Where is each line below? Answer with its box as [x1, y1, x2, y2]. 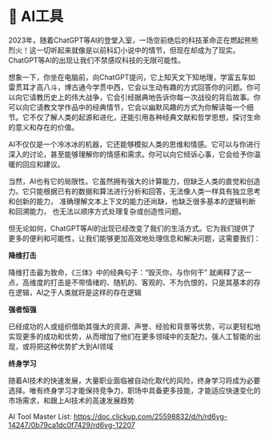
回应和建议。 [22, 159, 65, 169]
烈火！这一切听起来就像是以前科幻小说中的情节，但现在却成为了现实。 [8, 45, 240, 54]
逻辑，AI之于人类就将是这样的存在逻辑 [14, 287, 142, 297]
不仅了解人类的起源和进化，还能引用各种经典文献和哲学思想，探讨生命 [29, 112, 261, 122]
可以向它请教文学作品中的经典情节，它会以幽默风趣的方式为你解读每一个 [8, 102, 247, 112]
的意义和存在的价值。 [8, 122, 78, 132]
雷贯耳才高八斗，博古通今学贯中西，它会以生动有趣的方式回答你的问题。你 [8, 82, 254, 92]
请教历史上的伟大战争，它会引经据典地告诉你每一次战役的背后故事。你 [29, 92, 261, 102]
